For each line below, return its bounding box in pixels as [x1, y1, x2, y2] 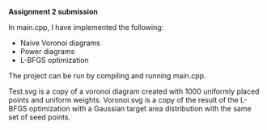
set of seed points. [8, 112, 71, 122]
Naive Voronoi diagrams [19, 38, 101, 48]
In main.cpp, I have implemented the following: [8, 23, 164, 31]
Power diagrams [19, 47, 75, 56]
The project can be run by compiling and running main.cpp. [8, 71, 206, 80]
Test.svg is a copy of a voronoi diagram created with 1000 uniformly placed [8, 86, 260, 96]
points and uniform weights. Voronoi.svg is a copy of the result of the [8, 95, 239, 104]
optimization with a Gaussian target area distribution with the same [28, 104, 252, 113]
